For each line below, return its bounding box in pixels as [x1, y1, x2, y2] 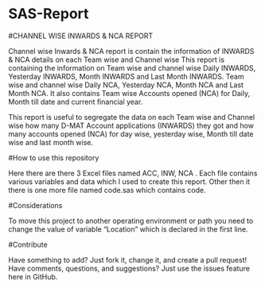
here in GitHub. [8, 271, 58, 282]
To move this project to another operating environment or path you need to [8, 216, 254, 225]
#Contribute [8, 240, 48, 249]
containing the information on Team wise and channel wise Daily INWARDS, [8, 63, 256, 72]
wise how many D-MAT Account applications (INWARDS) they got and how [8, 121, 255, 130]
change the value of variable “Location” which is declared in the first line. [8, 224, 248, 234]
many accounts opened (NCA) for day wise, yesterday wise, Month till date [8, 129, 254, 139]
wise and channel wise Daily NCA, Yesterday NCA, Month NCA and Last [8, 80, 244, 90]
